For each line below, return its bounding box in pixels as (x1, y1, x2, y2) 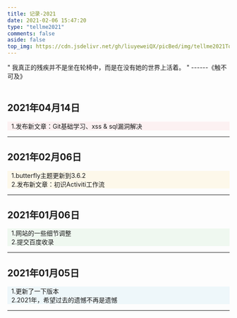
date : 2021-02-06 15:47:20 (7, 17, 87, 24)
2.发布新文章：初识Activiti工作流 (11, 180, 105, 189)
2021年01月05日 (7, 267, 80, 279)
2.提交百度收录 (11, 238, 54, 246)
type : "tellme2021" (7, 23, 65, 30)
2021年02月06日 (7, 151, 82, 163)
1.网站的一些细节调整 (11, 229, 72, 238)
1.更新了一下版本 (11, 287, 59, 295)
